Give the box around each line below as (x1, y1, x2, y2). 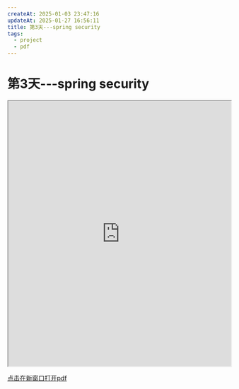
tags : (7, 30, 23, 37)
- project (13, 37, 42, 44)
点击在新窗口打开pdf (7, 373, 67, 382)
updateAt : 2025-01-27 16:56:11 (7, 17, 100, 24)
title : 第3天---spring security (7, 23, 100, 30)
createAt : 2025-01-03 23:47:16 (7, 10, 100, 18)
